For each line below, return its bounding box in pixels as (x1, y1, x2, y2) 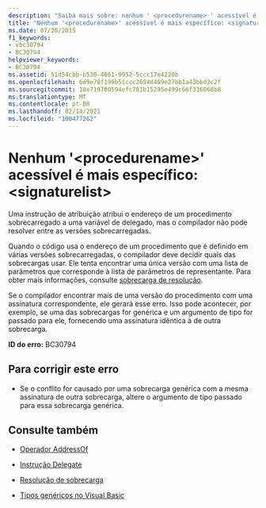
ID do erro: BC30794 (8, 339, 77, 349)
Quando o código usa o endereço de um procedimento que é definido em (8, 241, 249, 251)
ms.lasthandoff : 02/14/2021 (8, 108, 101, 116)
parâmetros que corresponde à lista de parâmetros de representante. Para (8, 267, 252, 276)
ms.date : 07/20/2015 (8, 26, 77, 34)
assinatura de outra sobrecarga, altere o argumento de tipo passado (19, 392, 243, 402)
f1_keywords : (8, 33, 51, 42)
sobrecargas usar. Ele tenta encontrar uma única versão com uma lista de (8, 258, 249, 267)
